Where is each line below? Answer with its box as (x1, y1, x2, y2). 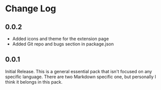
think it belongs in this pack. (5, 79, 63, 85)
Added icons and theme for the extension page (12, 36, 109, 42)
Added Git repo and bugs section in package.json (12, 41, 114, 47)
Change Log (5, 3, 56, 14)
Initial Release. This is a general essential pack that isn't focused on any (5, 68, 153, 74)
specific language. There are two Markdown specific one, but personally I (5, 74, 157, 80)
